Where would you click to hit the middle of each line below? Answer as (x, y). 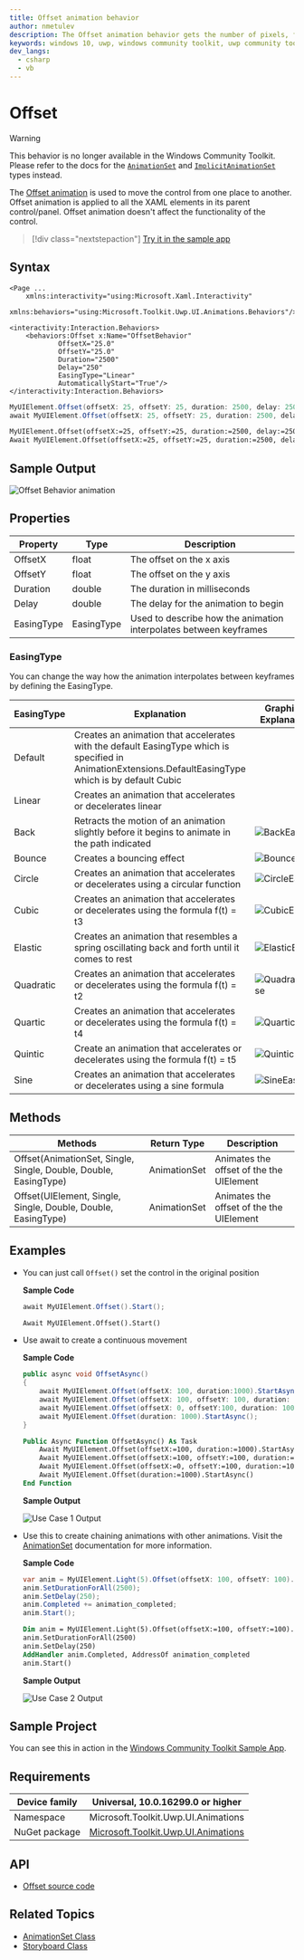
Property (39, 544)
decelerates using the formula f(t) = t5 (155, 1060)
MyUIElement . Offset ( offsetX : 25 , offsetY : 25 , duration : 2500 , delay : (145, 407)
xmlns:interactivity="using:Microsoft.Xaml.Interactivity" (139, 296)
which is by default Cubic (128, 780)
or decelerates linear (118, 807)
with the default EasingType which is (152, 746)
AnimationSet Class (59, 1936)
